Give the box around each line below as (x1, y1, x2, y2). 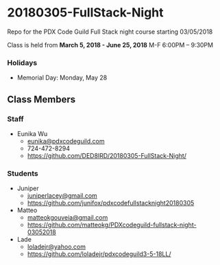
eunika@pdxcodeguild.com (27, 137, 105, 145)
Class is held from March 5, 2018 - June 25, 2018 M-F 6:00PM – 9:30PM (7, 41, 214, 49)
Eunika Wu (16, 129, 48, 138)
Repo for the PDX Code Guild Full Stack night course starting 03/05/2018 (7, 27, 213, 36)
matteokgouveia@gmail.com (27, 214, 108, 222)
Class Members (7, 93, 76, 105)
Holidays (7, 58, 38, 67)
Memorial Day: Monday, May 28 (16, 73, 108, 82)
